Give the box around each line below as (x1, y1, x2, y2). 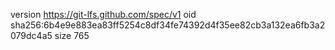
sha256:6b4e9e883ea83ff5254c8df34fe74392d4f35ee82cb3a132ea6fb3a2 (10, 19, 326, 31)
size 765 (54, 30, 90, 41)
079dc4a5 (10, 30, 53, 41)
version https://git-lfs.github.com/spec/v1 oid (10, 9, 197, 20)
